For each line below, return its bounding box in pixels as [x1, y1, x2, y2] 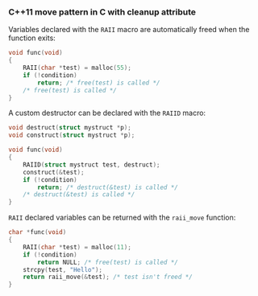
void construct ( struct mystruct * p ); [8, 131, 135, 139]
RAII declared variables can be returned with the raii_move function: [8, 212, 236, 223]
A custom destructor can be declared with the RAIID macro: [8, 108, 206, 118]
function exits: [8, 33, 56, 43]
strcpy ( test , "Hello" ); [23, 265, 103, 273]
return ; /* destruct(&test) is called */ [37, 183, 179, 191]
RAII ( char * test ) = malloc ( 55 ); [23, 64, 131, 72]
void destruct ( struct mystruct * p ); [8, 124, 131, 132]
